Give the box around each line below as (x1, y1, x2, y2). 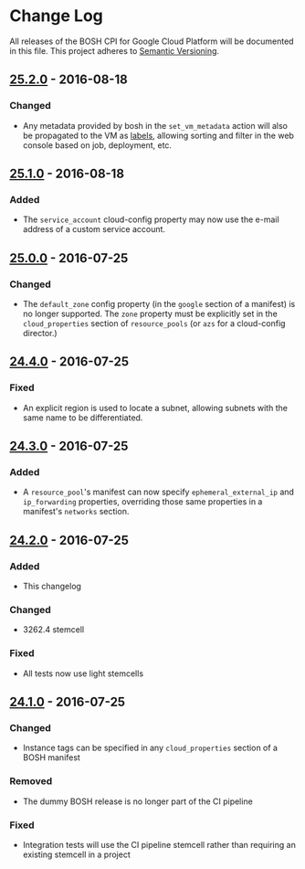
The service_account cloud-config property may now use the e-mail (22, 214, 280, 225)
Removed (9, 775, 53, 788)
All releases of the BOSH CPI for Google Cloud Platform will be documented (9, 36, 294, 47)
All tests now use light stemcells (22, 668, 144, 679)
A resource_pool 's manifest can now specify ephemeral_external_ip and (22, 486, 295, 498)
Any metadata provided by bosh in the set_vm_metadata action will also (22, 120, 288, 131)
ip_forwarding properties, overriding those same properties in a (22, 496, 263, 507)
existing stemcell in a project (22, 849, 131, 860)
